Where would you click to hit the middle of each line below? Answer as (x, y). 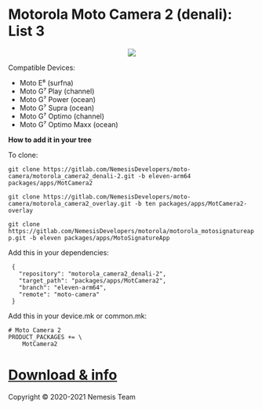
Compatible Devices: (42, 68)
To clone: (23, 155)
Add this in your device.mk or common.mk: (78, 316)
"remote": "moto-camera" (59, 294)
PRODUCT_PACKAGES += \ (45, 337)
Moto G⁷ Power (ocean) (58, 99)
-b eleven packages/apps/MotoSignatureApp (99, 238)
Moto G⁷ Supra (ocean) (57, 108)
